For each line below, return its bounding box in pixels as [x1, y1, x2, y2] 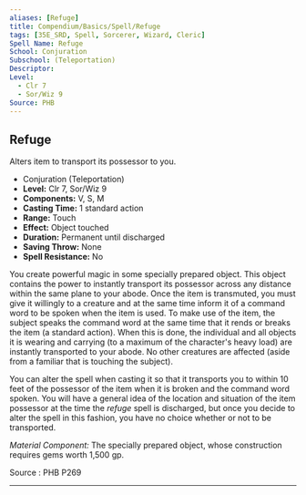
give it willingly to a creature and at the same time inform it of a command [9, 298, 285, 309]
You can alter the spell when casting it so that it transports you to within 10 [9, 374, 289, 385]
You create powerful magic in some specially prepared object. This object [9, 269, 287, 280]
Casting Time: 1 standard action [22, 202, 144, 214]
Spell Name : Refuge [9, 38, 84, 48]
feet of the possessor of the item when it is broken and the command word [9, 384, 290, 395]
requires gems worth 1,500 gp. [9, 449, 125, 460]
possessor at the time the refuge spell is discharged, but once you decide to [9, 403, 296, 414]
